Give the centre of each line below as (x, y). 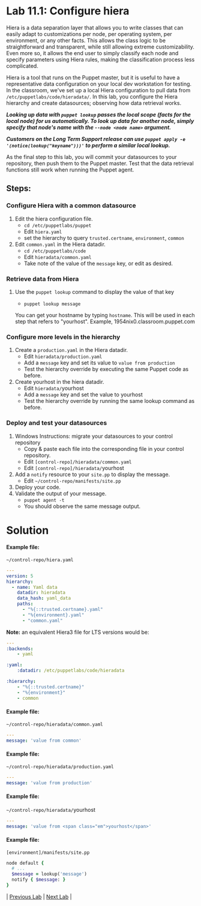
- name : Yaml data (35, 587)
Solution (28, 530)
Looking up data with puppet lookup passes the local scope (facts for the (98, 115)
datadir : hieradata (41, 593)
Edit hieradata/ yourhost (54, 389)
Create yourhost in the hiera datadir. (59, 382)
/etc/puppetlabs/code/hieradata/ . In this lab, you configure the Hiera (92, 97)
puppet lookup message (52, 304)
